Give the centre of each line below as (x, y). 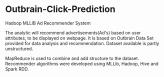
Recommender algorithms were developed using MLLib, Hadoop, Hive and (82, 63)
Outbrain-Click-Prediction (60, 9)
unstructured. (19, 48)
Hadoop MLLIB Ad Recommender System (48, 23)
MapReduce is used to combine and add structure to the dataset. (72, 58)
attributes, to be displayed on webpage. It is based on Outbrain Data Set (79, 38)
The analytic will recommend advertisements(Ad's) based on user (73, 32)
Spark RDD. (17, 69)
